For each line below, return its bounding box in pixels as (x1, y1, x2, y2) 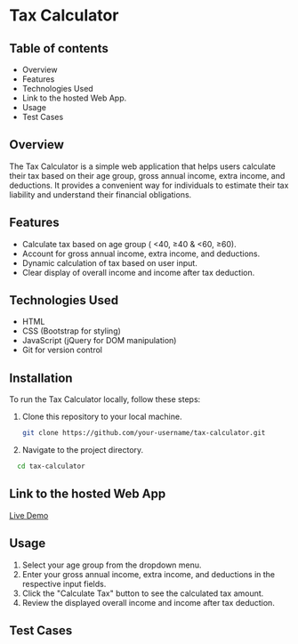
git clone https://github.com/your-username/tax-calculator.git (21, 429, 266, 438)
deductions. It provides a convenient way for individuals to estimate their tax (9, 180, 289, 190)
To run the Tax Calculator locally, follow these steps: (9, 394, 201, 405)
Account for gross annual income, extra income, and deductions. (21, 248, 261, 259)
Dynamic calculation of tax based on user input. (21, 257, 197, 268)
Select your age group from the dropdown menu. (21, 559, 202, 570)
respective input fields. (21, 578, 107, 589)
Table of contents (9, 41, 109, 56)
